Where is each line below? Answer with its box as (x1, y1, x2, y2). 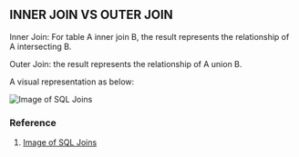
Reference (9, 116, 57, 129)
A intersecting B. (9, 41, 72, 52)
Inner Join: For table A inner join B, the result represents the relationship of (9, 31, 290, 42)
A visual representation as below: (9, 76, 135, 87)
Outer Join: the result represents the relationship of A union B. (9, 58, 242, 69)
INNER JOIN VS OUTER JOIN (9, 7, 173, 23)
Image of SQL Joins (22, 137, 98, 148)
